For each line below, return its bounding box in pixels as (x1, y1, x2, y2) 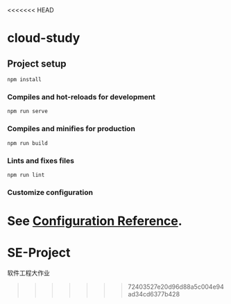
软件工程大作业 (7, 269, 50, 277)
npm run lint (7, 171, 45, 178)
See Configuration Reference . (7, 213, 182, 228)
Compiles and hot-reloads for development (7, 92, 156, 101)
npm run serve (7, 108, 49, 115)
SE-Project (7, 245, 71, 261)
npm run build (7, 140, 49, 146)
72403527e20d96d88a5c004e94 (128, 282, 224, 291)
